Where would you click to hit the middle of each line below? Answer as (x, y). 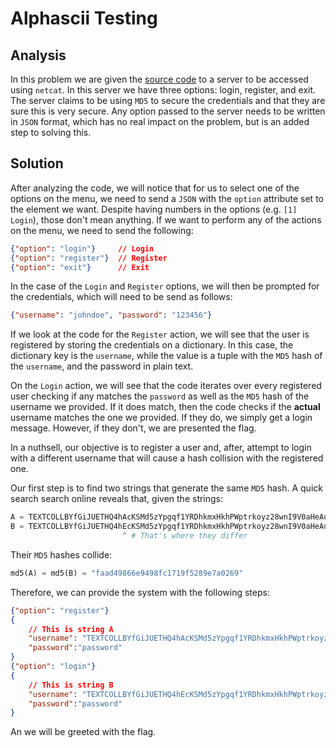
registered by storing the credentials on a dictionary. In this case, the (152, 345)
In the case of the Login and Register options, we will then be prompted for (165, 286)
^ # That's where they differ (184, 536)
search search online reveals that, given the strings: (117, 499)
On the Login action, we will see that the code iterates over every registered (166, 386)
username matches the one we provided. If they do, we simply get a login (161, 418)
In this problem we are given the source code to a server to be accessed (159, 79)
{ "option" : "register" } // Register (89, 258)
